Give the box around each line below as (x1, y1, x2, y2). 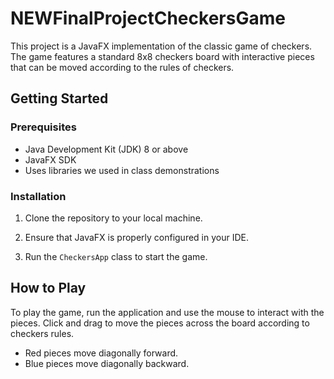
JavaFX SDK (24, 153, 77, 166)
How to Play (10, 280, 87, 297)
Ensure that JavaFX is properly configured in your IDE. (24, 231, 249, 243)
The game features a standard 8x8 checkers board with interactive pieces (10, 50, 315, 62)
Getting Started (10, 90, 109, 107)
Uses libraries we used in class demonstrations (24, 164, 220, 176)
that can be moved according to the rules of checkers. (10, 61, 235, 73)
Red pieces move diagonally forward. (24, 347, 179, 359)
